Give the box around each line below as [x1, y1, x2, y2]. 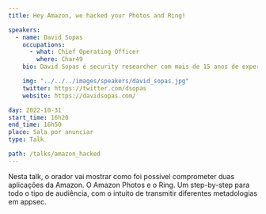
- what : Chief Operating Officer [28, 48, 140, 56]
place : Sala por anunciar [8, 128, 93, 136]
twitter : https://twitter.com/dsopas [22, 84, 147, 92]
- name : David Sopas [15, 33, 83, 41]
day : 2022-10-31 [8, 106, 62, 114]
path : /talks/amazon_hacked [8, 150, 101, 158]
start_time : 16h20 [8, 113, 69, 121]
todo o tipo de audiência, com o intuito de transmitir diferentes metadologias [8, 188, 258, 198]
